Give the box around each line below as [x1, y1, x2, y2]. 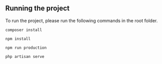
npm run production [5, 45, 47, 50]
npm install [5, 36, 31, 41]
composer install [5, 27, 42, 33]
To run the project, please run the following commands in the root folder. [5, 17, 158, 23]
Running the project [5, 4, 70, 13]
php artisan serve [5, 54, 44, 59]
